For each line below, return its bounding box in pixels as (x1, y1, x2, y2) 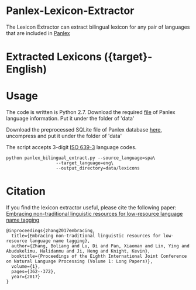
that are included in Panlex (6, 29, 70, 36)
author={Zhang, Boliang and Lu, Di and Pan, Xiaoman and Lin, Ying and (11, 243, 190, 249)
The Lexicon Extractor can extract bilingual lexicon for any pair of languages (6, 23, 190, 30)
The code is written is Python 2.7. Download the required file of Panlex (6, 109, 176, 116)
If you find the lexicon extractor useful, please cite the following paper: (6, 204, 177, 211)
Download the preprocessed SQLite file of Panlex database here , (6, 126, 163, 133)
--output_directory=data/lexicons (56, 165, 140, 171)
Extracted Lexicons (6, 50, 102, 64)
